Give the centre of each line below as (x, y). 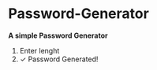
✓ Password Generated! (59, 59)
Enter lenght (39, 50)
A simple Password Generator (58, 35)
